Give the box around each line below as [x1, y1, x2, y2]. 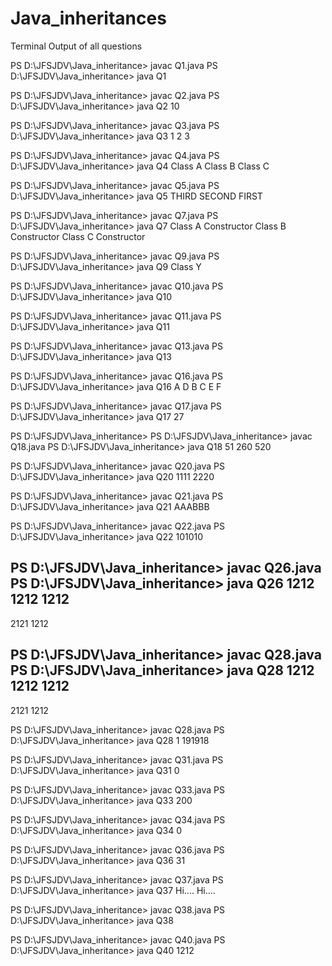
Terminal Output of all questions [10, 40, 143, 52]
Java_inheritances [10, 7, 167, 30]
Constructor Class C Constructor [10, 230, 146, 242]
